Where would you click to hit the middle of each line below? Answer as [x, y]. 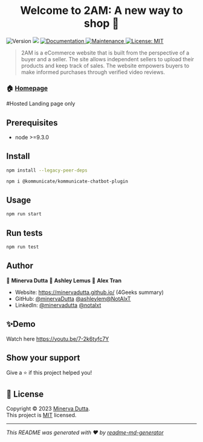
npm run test [23, 247]
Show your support [43, 358]
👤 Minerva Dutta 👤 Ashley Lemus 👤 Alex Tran [64, 280]
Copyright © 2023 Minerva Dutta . [48, 409]
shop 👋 [101, 23]
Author [20, 266]
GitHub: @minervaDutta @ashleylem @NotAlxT [73, 298]
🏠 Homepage [27, 88]
